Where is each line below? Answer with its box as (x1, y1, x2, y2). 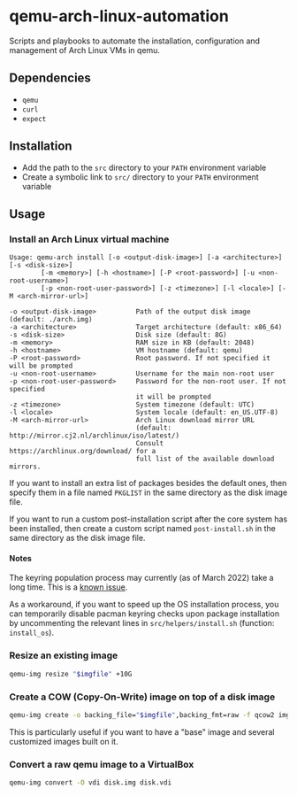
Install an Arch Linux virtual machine (9, 233, 170, 245)
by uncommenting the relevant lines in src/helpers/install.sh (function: (9, 618, 275, 629)
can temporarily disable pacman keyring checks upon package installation (9, 608, 280, 619)
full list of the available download (135, 454, 275, 464)
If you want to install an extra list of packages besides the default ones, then (9, 478, 287, 489)
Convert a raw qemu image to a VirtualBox (9, 758, 194, 770)
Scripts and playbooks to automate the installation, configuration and (9, 35, 261, 46)
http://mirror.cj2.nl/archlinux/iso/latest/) (9, 431, 179, 440)
